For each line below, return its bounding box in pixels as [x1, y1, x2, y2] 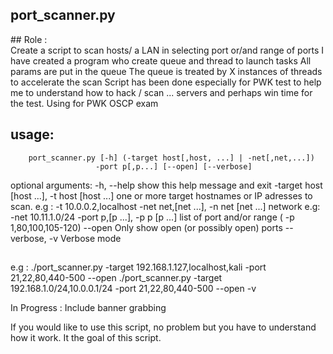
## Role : [10, 33, 48, 45]
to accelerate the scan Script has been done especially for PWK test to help [10, 76, 322, 88]
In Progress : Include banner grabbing [10, 302, 167, 314]
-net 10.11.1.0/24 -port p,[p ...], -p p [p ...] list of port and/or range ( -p [10, 211, 295, 223]
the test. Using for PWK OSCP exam [10, 97, 159, 109]
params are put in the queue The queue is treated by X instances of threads [10, 65, 323, 77]
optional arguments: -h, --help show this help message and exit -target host [10, 179, 323, 191]
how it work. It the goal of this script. [10, 332, 162, 344]
